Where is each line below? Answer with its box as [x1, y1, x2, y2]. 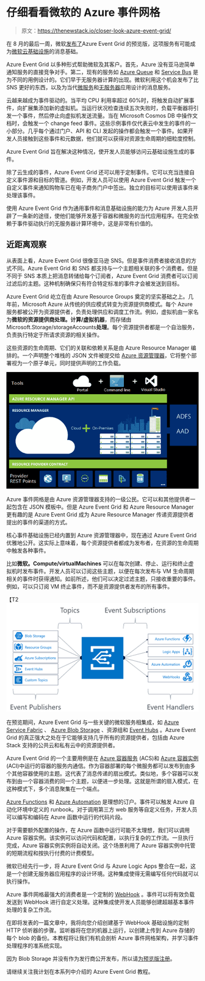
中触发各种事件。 [6, 547, 49, 554]
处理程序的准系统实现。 [6, 942, 65, 949]
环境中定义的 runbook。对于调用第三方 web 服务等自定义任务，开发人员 [16, 805, 198, 813]
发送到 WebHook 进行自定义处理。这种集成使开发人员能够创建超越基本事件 [6, 898, 195, 906]
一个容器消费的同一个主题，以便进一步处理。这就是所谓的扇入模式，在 [22, 777, 199, 785]
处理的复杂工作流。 [6, 906, 55, 913]
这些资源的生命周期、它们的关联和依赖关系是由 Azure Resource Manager [6, 344, 190, 351]
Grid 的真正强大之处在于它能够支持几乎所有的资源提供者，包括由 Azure [6, 734, 185, 741]
